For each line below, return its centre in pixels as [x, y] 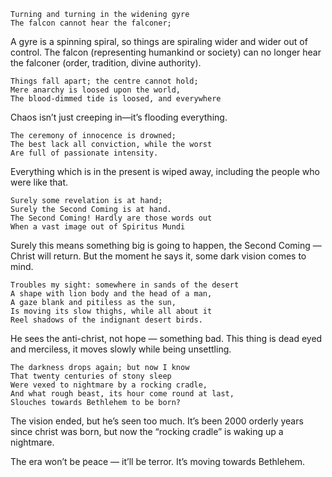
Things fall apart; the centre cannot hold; [104, 81]
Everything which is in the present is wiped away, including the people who [165, 171]
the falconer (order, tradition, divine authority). [106, 63]
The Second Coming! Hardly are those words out [111, 218]
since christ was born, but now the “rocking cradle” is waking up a [147, 431]
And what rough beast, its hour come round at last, [122, 394]
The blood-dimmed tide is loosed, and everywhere [116, 99]
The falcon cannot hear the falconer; [91, 23]
